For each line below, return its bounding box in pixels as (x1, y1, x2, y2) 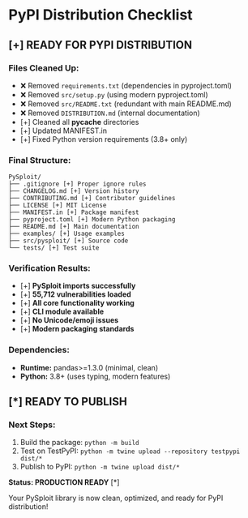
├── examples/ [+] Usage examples (8, 229, 126, 238)
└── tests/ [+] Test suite (8, 244, 100, 252)
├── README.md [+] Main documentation (8, 223, 139, 231)
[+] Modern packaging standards (19, 324, 135, 334)
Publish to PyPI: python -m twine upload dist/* (19, 462, 180, 472)
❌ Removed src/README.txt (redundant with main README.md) (19, 99, 233, 109)
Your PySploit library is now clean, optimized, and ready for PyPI (8, 493, 224, 503)
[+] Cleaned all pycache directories (19, 117, 139, 126)
